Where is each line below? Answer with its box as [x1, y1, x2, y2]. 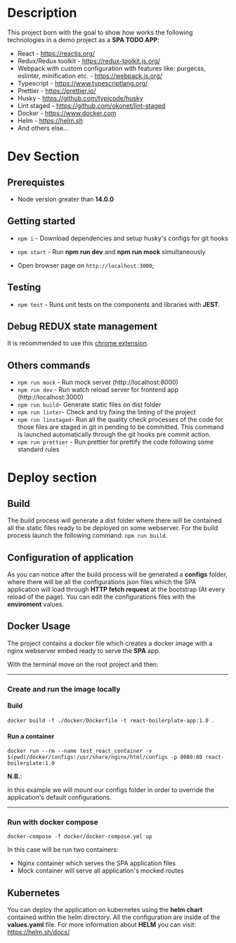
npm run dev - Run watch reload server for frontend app [17, 385, 179, 394]
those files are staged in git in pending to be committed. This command [17, 423, 224, 431]
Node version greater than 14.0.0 [17, 194, 114, 203]
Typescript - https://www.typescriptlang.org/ [17, 79, 148, 87]
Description [7, 5, 77, 21]
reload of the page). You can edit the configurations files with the [7, 593, 196, 601]
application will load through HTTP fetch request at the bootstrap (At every [7, 585, 225, 593]
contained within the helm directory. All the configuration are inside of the [7, 913, 221, 921]
